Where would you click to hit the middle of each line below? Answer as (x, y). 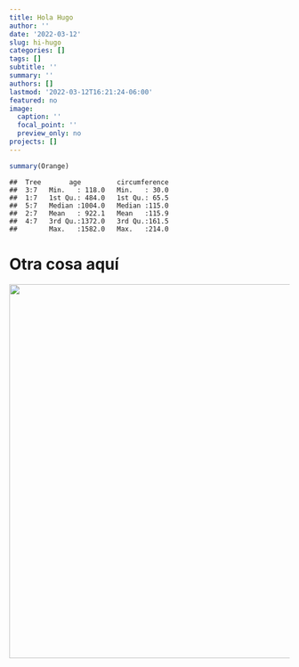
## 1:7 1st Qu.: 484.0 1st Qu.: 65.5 (89, 198)
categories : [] (37, 51)
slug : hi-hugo (36, 42)
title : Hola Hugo (41, 17)
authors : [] (31, 84)
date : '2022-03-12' (45, 34)
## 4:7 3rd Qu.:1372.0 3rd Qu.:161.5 (89, 221)
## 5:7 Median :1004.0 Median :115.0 (89, 206)
